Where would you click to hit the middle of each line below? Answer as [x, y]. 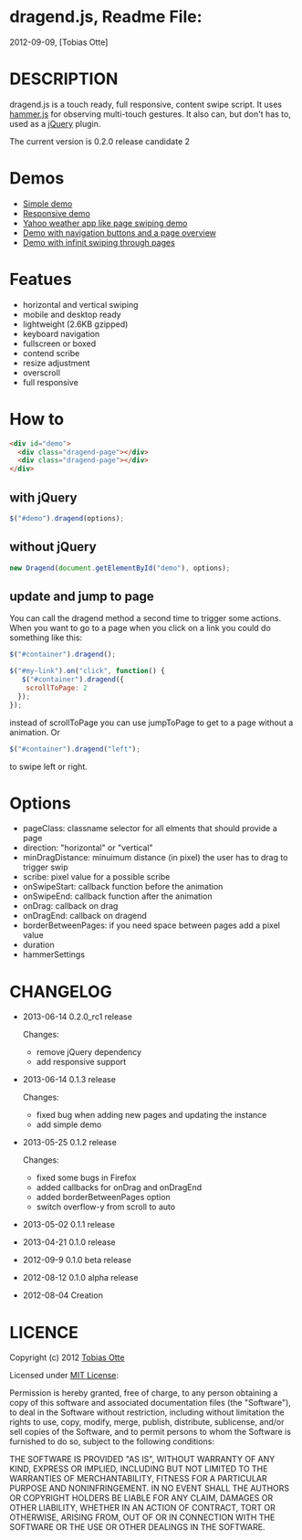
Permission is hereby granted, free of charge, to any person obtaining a [144, 1393]
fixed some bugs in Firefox [86, 1178]
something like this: [46, 638]
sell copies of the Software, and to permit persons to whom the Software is [151, 1432]
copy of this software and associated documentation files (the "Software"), [151, 1403]
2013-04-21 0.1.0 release [69, 1242]
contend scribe [51, 353]
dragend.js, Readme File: [106, 17]
